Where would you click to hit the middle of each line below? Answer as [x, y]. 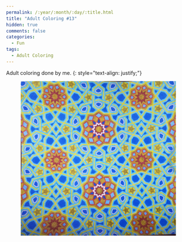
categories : [20, 37]
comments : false [26, 31]
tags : [13, 50]
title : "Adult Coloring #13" [42, 18]
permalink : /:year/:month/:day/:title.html [60, 12]
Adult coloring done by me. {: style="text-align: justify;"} [74, 72]
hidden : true [22, 25]
